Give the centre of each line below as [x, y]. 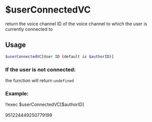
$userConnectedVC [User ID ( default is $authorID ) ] [60, 56]
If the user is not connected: [40, 70]
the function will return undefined [40, 80]
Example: [17, 93]
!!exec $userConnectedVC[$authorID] [45, 104]
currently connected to [29, 29]
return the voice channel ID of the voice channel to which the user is [76, 24]
